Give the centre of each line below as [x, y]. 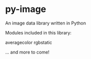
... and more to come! [27, 52]
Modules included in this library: [38, 32]
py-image [26, 9]
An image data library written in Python [46, 23]
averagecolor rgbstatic [29, 42]
